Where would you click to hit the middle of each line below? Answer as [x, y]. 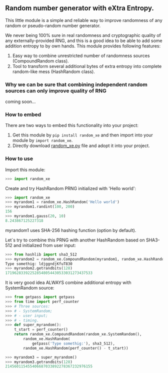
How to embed [23, 114]
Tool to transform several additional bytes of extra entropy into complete [87, 66]
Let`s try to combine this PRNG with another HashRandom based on [75, 240]
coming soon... [20, 101]
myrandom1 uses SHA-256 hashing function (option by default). [71, 230]
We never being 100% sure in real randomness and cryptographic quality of [83, 35]
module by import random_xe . [42, 140]
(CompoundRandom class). [40, 61]
